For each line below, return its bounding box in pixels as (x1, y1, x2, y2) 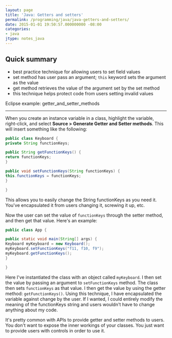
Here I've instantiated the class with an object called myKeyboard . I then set (5, 274, 162, 280)
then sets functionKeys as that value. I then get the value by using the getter (5, 285, 166, 291)
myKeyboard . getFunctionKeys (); (5, 251, 72, 256)
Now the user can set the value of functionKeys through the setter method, (5, 212, 163, 218)
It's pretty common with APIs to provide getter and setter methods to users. (5, 316, 165, 323)
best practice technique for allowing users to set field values (12, 69, 141, 75)
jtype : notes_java (5, 36, 45, 41)
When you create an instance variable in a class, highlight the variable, (5, 115, 155, 121)
